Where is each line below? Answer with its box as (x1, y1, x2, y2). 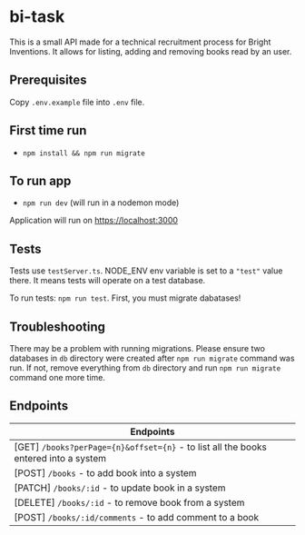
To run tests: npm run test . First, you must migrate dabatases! (9, 292, 241, 303)
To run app (9, 173, 72, 188)
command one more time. (9, 372, 106, 382)
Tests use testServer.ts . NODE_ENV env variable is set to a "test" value (9, 265, 283, 276)
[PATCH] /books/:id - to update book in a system (14, 481, 226, 494)
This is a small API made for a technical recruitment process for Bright (9, 36, 271, 47)
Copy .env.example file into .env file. (9, 96, 145, 107)
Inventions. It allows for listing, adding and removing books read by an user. (9, 45, 292, 56)
